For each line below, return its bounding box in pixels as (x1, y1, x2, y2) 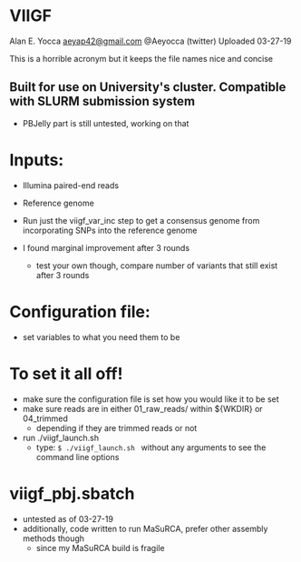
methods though (22, 533, 84, 544)
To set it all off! (9, 363, 123, 384)
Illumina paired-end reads (22, 179, 120, 191)
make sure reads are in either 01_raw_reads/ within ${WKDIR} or (22, 403, 263, 414)
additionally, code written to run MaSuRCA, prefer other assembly (22, 523, 268, 534)
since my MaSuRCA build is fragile (35, 542, 165, 553)
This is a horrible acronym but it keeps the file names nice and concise (9, 53, 274, 64)
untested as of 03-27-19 (22, 513, 113, 524)
